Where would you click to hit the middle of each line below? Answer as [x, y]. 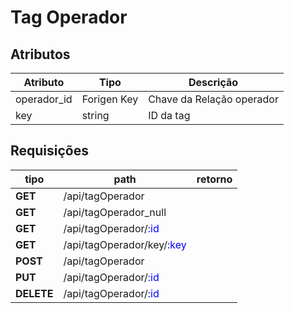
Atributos [40, 54]
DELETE [34, 293]
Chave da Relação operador [213, 99]
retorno [214, 179]
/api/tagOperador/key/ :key [125, 244]
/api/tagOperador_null [115, 212]
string [95, 115]
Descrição [213, 82]
